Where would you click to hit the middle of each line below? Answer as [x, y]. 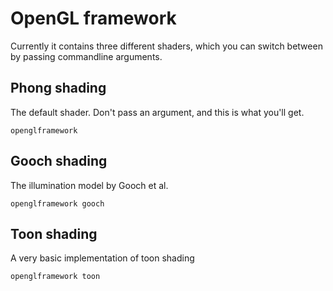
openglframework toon [55, 277]
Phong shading [58, 88]
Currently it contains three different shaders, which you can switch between [166, 46]
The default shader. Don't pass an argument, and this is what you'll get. [157, 112]
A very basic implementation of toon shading [102, 258]
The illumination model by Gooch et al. [89, 185]
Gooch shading [59, 161]
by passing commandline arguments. [86, 56]
